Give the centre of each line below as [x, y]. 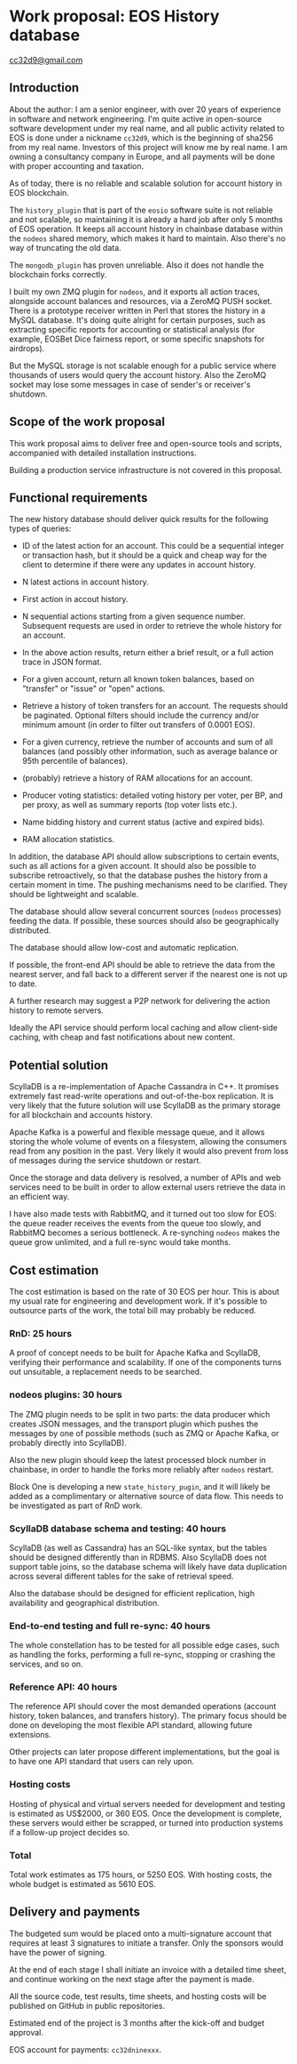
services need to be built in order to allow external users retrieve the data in [148, 1187]
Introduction [44, 88]
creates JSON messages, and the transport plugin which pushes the [134, 1424]
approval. [27, 2032]
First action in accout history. [75, 599]
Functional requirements [78, 498]
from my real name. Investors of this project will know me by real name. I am [148, 147]
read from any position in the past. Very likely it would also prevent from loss [149, 1151]
